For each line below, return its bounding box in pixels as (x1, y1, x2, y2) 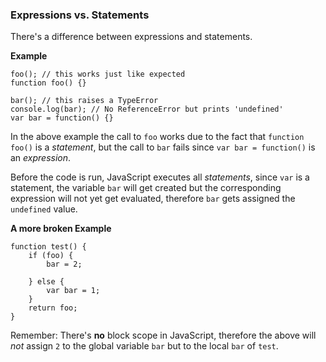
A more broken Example (10, 223, 112, 235)
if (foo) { (28, 251, 74, 261)
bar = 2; (46, 259, 83, 270)
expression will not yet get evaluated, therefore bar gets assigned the (10, 193, 296, 205)
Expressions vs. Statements (10, 8, 150, 22)
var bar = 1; (46, 286, 101, 296)
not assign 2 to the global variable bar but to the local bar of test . (10, 340, 279, 352)
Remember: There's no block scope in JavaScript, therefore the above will (10, 329, 317, 342)
